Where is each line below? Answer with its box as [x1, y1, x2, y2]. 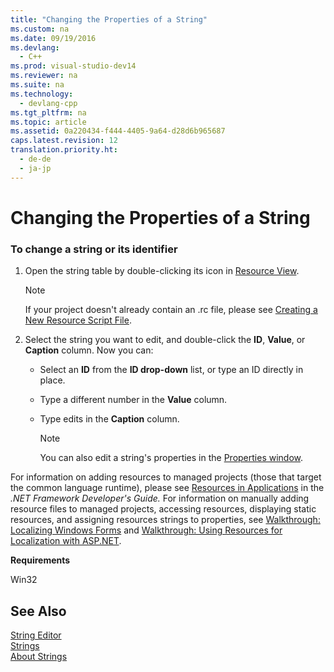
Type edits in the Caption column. [39, 413, 180, 425]
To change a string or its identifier [10, 242, 178, 256]
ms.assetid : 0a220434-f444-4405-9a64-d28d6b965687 [10, 126, 226, 136]
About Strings [10, 650, 68, 662]
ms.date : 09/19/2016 [10, 33, 97, 43]
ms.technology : [10, 89, 74, 99]
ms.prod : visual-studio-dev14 [10, 61, 137, 71]
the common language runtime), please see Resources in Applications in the [10, 482, 325, 494]
